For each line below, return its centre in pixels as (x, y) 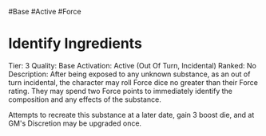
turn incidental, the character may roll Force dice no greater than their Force (133, 82)
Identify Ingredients (75, 44)
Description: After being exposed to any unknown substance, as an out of (129, 74)
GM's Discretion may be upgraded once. (75, 123)
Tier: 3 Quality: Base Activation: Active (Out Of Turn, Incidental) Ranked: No (133, 65)
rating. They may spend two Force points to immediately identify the (121, 91)
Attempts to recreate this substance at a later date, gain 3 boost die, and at (131, 115)
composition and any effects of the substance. (85, 99)
